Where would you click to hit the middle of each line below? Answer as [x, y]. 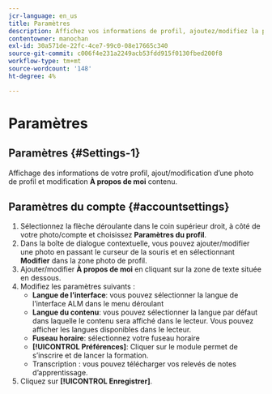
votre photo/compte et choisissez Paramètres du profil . [113, 235]
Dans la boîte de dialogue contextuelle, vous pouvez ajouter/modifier [135, 243]
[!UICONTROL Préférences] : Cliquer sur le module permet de [135, 347]
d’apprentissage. [60, 373]
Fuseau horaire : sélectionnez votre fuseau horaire [116, 338]
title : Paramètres [39, 24]
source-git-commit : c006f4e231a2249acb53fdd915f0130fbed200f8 [115, 54]
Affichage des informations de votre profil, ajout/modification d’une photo [131, 173]
